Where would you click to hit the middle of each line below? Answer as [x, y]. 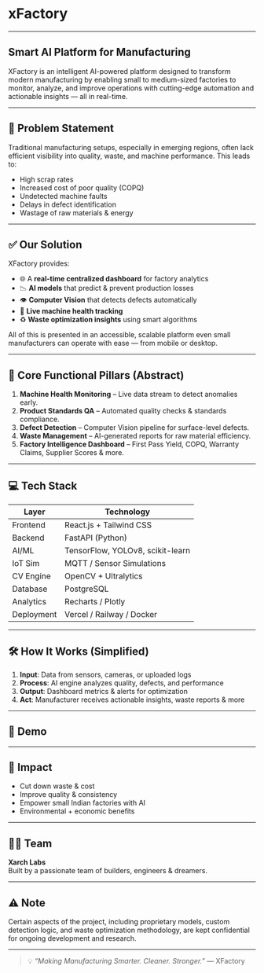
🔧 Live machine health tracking [71, 311]
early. [29, 402]
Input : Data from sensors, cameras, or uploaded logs [105, 674]
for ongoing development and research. [72, 938]
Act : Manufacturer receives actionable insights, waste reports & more [132, 699]
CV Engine [31, 576]
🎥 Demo [27, 732]
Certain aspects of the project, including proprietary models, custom [119, 922]
